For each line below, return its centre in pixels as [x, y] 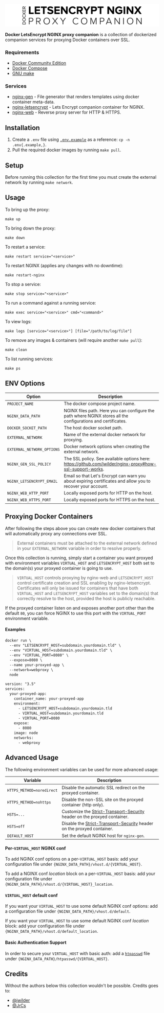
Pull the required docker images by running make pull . [67, 150]
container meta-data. [33, 102]
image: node [26, 733]
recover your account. [86, 486]
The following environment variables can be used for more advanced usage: [82, 769]
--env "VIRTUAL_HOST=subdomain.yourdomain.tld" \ [61, 650]
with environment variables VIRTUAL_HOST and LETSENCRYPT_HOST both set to [80, 563]
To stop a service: [23, 284]
